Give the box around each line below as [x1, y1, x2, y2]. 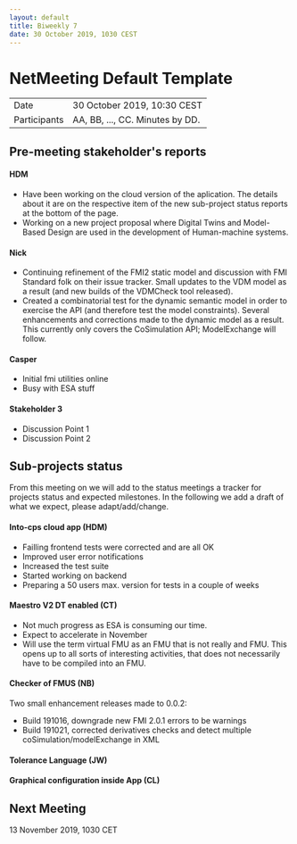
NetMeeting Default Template [9, 68, 234, 88]
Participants [13, 113, 64, 126]
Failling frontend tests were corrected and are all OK [21, 542, 215, 552]
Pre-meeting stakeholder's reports [9, 144, 207, 159]
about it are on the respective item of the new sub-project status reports [21, 198, 288, 209]
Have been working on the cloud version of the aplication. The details [21, 188, 278, 199]
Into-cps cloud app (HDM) [9, 521, 108, 532]
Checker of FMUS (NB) [9, 678, 95, 689]
